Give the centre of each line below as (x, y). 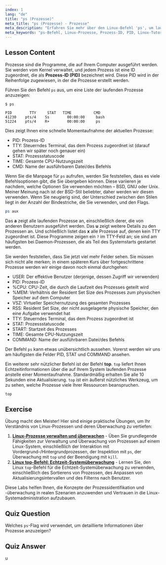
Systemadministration (27, 498)
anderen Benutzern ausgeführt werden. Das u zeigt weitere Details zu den (81, 226)
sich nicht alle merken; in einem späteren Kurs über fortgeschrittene (74, 262)
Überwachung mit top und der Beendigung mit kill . (65, 457)
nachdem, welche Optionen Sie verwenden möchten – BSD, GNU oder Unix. (82, 186)
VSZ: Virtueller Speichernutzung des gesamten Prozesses (71, 303)
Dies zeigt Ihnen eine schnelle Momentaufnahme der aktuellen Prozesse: (79, 130)
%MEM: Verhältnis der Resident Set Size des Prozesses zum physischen (86, 292)
